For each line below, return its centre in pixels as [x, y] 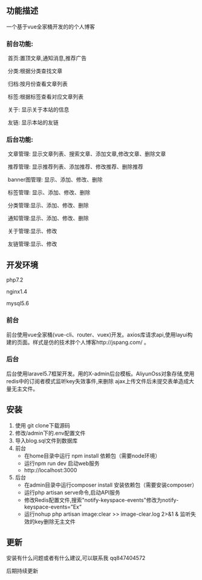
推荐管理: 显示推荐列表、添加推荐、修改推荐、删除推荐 [75, 167]
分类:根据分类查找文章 [35, 71]
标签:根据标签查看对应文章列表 [45, 97]
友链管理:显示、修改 [32, 244]
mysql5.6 [18, 303]
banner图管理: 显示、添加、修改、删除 [55, 180]
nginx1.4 [17, 292]
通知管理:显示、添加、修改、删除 [48, 218]
